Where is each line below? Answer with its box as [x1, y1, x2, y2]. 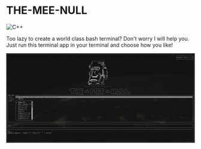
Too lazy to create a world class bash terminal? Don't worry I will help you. [6, 35, 190, 42]
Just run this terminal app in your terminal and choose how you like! [6, 41, 173, 48]
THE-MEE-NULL [6, 4, 88, 17]
